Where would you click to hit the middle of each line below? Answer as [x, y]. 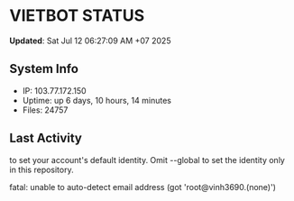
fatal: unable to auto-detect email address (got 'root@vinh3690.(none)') [143, 187]
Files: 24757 [45, 110]
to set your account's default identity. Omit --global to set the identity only [147, 160]
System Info [44, 69]
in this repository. [41, 169]
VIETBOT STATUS [77, 16]
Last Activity [46, 138]
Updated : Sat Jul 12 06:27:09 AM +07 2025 [90, 41]
